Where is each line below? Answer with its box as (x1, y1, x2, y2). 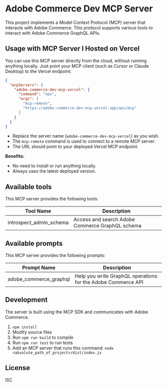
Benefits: (5, 153, 25, 159)
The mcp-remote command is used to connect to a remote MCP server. (12, 138, 156, 144)
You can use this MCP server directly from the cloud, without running (5, 58, 147, 64)
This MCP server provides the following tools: (5, 196, 98, 202)
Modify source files (12, 329, 52, 335)
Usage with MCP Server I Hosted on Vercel (5, 44, 140, 53)
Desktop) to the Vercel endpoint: (5, 68, 72, 74)
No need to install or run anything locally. (12, 163, 97, 169)
